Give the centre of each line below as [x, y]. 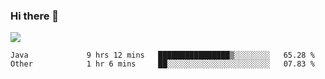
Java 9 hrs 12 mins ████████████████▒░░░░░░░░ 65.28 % [162, 55]
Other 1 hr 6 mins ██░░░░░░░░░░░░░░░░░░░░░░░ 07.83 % [162, 64]
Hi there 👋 [35, 16]
